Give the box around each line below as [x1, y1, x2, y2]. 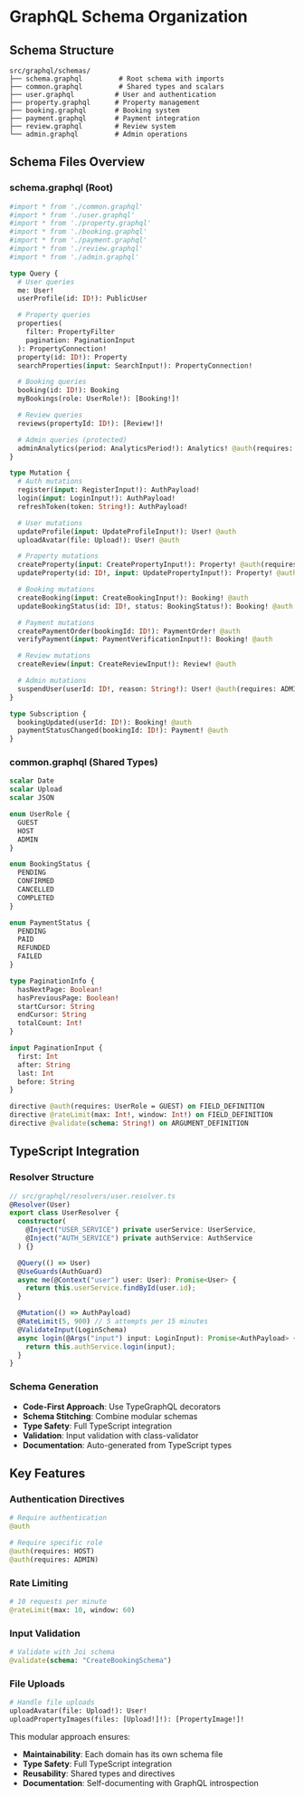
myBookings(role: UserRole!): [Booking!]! [17, 394, 180, 404]
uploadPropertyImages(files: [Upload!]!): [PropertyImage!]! [9, 1715, 245, 1724]
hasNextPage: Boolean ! [17, 985, 103, 994]
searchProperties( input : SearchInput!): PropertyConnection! [17, 360, 253, 370]
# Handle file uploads [9, 1698, 95, 1707]
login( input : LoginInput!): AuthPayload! [17, 494, 176, 504]
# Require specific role [9, 1538, 103, 1548]
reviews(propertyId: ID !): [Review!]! [17, 418, 165, 428]
